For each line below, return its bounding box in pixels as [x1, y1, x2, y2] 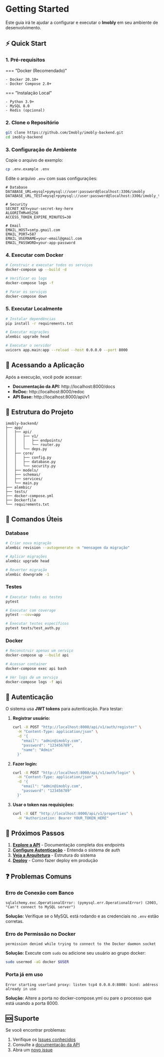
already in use [5, 986, 36, 991]
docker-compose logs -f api [5, 679, 63, 684]
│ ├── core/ [5, 451, 35, 456]
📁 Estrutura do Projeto [5, 408, 73, 416]
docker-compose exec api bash [5, 666, 67, 671]
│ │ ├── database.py [5, 459, 56, 464]
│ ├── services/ [5, 476, 43, 481]
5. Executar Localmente [5, 306, 63, 312]
